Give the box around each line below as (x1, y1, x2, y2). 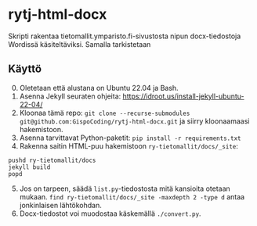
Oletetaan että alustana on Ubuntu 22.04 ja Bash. (19, 83, 179, 92)
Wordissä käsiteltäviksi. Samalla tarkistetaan (8, 39, 151, 48)
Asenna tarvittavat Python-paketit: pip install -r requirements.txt (19, 133, 241, 142)
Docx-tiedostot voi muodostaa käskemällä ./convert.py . (19, 209, 201, 218)
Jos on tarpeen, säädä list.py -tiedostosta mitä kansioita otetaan (19, 184, 231, 193)
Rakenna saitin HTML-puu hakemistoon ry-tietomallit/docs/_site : (19, 141, 239, 150)
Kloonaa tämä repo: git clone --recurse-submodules (19, 108, 190, 117)
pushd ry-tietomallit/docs (8, 156, 96, 164)
